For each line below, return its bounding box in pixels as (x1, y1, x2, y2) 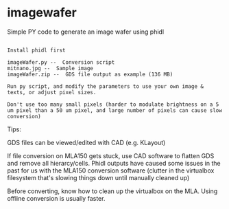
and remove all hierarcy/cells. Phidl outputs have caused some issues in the (7, 159, 221, 167)
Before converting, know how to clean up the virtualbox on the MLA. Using (7, 187, 218, 195)
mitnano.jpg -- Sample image (7, 65, 94, 71)
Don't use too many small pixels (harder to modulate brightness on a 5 (7, 101, 219, 108)
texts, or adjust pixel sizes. (7, 89, 97, 96)
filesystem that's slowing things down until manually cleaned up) (7, 173, 190, 181)
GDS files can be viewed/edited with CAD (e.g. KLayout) (7, 138, 166, 146)
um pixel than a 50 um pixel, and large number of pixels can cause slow (7, 107, 223, 114)
